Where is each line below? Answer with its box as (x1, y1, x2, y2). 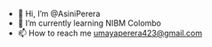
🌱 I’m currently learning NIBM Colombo (17, 18, 162, 28)
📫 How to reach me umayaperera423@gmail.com (17, 27, 203, 38)
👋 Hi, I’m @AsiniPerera (17, 9, 101, 19)
